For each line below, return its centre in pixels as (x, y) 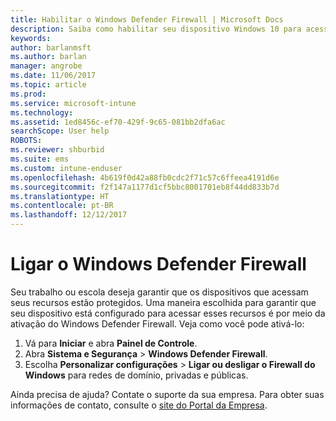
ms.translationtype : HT (60, 196)
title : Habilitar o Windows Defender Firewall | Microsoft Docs (147, 19)
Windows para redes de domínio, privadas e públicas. (136, 375)
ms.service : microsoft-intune (73, 103)
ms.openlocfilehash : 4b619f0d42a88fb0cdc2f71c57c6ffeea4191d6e (145, 177)
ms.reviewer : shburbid (57, 150)
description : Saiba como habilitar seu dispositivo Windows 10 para (156, 29)
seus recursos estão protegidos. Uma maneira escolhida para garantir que (163, 302)
